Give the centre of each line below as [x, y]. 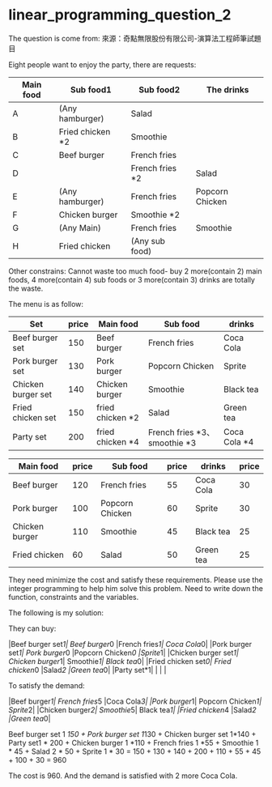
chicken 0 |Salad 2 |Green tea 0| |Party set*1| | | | [87, 670]
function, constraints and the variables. [74, 597]
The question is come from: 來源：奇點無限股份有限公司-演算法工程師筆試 [132, 38]
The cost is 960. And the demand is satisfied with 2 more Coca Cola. [123, 776]
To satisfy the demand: [47, 685]
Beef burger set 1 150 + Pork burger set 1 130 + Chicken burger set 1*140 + [132, 734]
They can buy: [32, 628]
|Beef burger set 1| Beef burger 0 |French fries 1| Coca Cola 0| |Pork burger [130, 644]
